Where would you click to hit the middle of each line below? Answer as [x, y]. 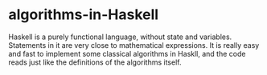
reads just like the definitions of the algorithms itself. [95, 62]
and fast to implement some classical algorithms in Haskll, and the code [127, 53]
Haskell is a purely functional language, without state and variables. [120, 37]
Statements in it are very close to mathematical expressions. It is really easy [134, 45]
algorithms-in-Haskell [84, 15]
